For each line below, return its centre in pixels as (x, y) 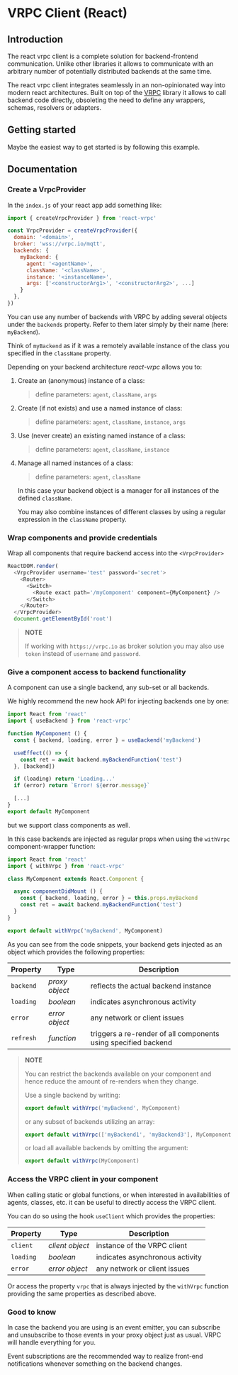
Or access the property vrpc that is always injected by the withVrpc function (118, 1286)
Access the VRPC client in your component (83, 1179)
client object (69, 1245)
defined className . (45, 498)
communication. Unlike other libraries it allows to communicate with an (110, 64)
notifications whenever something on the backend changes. (95, 1364)
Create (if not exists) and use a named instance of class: (100, 408)
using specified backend (131, 1042)
